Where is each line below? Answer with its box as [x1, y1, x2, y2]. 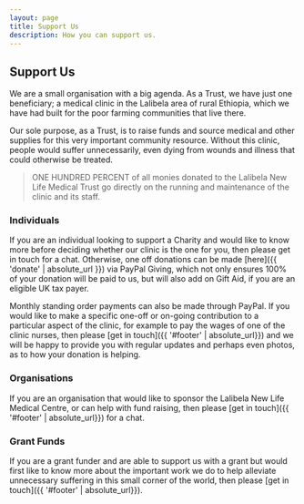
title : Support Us [9, 22, 79, 31]
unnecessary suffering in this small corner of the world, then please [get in [9, 475, 289, 486]
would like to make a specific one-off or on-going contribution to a [9, 311, 259, 322]
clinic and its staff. [31, 191, 100, 202]
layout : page [9, 13, 59, 23]
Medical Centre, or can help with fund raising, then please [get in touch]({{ [9, 402, 289, 413]
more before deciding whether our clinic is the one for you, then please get [9, 244, 291, 255]
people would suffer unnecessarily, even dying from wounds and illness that [9, 145, 296, 156]
